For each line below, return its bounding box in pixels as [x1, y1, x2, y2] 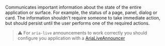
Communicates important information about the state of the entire [5, 4, 142, 10]
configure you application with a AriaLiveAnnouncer [17, 35, 125, 41]
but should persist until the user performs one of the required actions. [5, 20, 150, 26]
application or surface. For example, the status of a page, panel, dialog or [5, 9, 157, 15]
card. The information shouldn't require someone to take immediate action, [5, 15, 160, 20]
